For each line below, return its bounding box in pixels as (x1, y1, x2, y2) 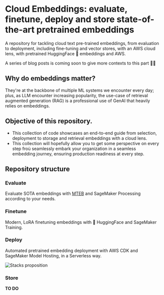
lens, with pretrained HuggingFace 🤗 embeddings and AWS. (5, 50, 126, 57)
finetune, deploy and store (5, 14, 115, 25)
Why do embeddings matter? (5, 74, 95, 83)
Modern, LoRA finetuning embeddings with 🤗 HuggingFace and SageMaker (5, 219, 157, 225)
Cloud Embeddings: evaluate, (5, 3, 128, 15)
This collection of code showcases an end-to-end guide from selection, (12, 130, 157, 136)
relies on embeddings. (5, 103, 50, 108)
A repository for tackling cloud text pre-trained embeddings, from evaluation (5, 40, 159, 46)
